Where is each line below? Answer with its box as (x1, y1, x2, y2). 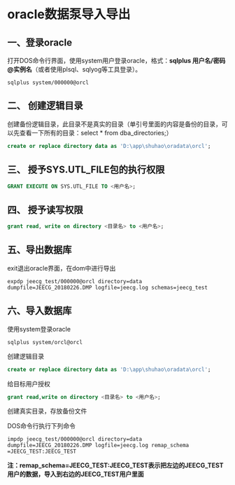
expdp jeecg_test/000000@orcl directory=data (7, 278, 142, 285)
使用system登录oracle (7, 325, 71, 333)
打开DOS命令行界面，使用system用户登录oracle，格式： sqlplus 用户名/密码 (7, 57, 226, 64)
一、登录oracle (7, 36, 72, 48)
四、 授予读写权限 (7, 204, 83, 216)
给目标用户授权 (7, 379, 50, 388)
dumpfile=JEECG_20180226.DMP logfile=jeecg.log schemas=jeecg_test (7, 284, 208, 291)
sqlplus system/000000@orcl (7, 79, 90, 86)
